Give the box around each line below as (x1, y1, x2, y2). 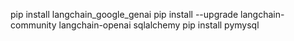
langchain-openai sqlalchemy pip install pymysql (58, 19, 260, 31)
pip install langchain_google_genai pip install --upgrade (10, 9, 239, 20)
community (10, 19, 57, 31)
